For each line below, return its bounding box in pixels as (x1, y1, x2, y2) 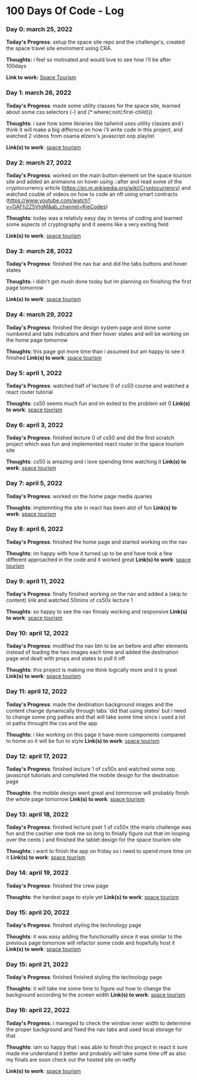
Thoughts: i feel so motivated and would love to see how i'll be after (6, 56, 172, 63)
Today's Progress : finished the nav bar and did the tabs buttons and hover (6, 261, 188, 268)
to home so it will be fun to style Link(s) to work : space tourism (6, 737, 160, 744)
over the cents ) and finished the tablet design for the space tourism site (6, 836, 181, 844)
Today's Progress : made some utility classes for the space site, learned (6, 102, 181, 109)
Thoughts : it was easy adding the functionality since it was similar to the (6, 933, 182, 940)
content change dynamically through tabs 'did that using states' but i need (6, 707, 186, 714)
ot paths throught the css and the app (6, 719, 98, 726)
